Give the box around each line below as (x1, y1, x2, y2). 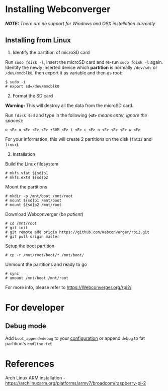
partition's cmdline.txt (5, 340, 52, 346)
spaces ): (5, 117, 24, 124)
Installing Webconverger (5, 4, 111, 15)
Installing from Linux (5, 36, 71, 45)
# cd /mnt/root (5, 221, 37, 226)
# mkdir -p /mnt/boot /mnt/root (5, 193, 73, 199)
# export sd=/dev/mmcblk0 (5, 84, 59, 89)
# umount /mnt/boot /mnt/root (5, 275, 69, 280)
